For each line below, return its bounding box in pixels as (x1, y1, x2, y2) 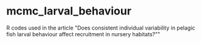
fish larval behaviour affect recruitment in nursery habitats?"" (6, 30, 161, 37)
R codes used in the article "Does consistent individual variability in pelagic (6, 24, 196, 31)
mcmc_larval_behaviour (6, 4, 132, 18)
